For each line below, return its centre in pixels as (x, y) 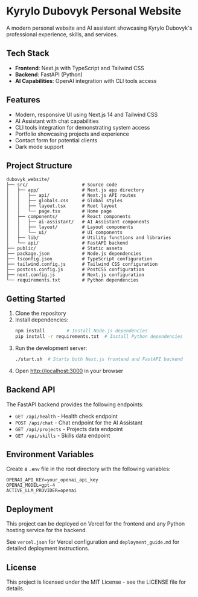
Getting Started (36, 299)
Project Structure (39, 166)
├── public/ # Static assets (64, 249)
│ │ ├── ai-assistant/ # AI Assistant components (78, 222)
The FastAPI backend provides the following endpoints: (75, 404)
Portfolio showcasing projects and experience (72, 134)
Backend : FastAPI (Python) (49, 74)
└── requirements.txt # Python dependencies (72, 280)
